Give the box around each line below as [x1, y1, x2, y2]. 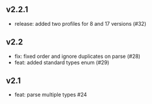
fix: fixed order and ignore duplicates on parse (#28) [14, 53, 141, 60]
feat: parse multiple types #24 [14, 91, 87, 98]
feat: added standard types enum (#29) [14, 58, 109, 66]
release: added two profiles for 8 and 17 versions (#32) [14, 20, 147, 27]
